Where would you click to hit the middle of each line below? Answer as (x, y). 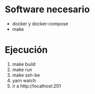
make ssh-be (26, 75)
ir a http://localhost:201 (37, 86)
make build (24, 64)
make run (22, 69)
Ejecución (26, 50)
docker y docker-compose (40, 24)
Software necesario (47, 10)
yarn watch (24, 80)
